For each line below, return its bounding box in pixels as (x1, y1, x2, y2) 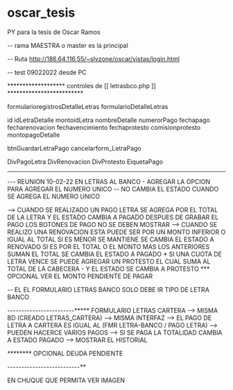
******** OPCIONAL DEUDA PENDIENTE (7, 349, 123, 357)
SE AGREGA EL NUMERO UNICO (7, 192, 101, 201)
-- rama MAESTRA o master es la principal (7, 41, 128, 49)
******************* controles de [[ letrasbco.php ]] (7, 81, 156, 90)
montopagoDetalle (7, 130, 60, 139)
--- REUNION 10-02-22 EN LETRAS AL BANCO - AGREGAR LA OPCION (7, 177, 211, 185)
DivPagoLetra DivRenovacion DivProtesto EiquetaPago (7, 158, 164, 166)
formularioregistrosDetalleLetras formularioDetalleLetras (7, 102, 169, 110)
